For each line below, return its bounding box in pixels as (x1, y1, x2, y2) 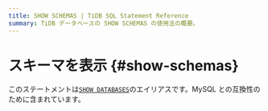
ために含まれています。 (8, 94, 86, 105)
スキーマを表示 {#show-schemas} (8, 56, 239, 75)
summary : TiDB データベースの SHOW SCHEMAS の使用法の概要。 (8, 19, 200, 27)
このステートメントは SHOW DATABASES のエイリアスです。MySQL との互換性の (8, 84, 261, 94)
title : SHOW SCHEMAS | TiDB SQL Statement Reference (8, 11, 189, 20)
